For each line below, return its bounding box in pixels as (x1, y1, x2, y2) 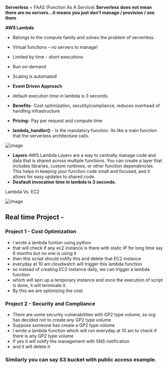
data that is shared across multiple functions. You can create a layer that (12, 158, 162, 163)
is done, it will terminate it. (12, 282, 67, 288)
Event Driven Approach (12, 83, 63, 89)
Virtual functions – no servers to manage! (12, 44, 98, 50)
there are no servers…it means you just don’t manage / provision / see (5, 10, 155, 16)
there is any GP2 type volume (12, 333, 74, 339)
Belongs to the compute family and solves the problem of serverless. (12, 35, 155, 40)
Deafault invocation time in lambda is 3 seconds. (12, 179, 116, 185)
